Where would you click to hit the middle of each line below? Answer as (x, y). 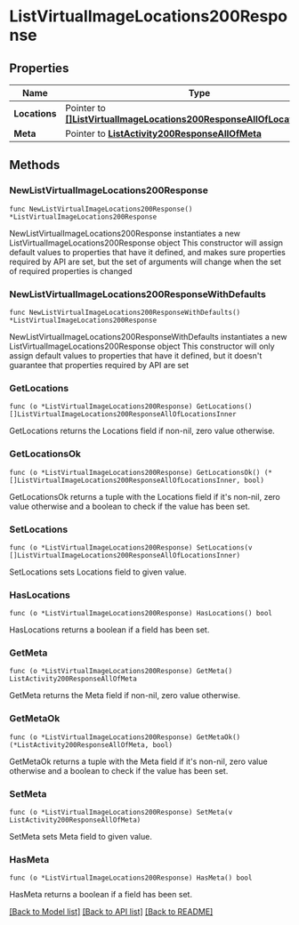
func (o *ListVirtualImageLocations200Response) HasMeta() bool (131, 878)
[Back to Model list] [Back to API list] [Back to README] (111, 912)
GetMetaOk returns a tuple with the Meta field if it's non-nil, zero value (139, 761)
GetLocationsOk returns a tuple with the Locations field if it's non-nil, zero (145, 496)
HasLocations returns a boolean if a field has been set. (109, 630)
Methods (35, 165)
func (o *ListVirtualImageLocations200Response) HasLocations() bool (141, 614)
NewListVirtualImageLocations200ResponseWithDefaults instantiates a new (148, 336)
